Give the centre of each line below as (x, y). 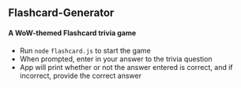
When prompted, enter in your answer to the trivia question (116, 59)
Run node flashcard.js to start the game (85, 50)
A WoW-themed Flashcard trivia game (72, 33)
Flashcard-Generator (61, 13)
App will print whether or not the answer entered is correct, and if (126, 67)
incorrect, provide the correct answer (81, 75)
